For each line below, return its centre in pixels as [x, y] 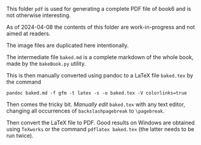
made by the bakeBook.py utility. [46, 64]
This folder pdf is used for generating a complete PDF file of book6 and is [99, 9]
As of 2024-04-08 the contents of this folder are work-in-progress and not [101, 27]
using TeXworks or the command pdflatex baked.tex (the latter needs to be [100, 129]
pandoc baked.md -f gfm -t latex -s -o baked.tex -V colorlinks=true [97, 93]
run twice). [20, 136]
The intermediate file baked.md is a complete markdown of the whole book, [100, 57]
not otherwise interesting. [39, 15]
